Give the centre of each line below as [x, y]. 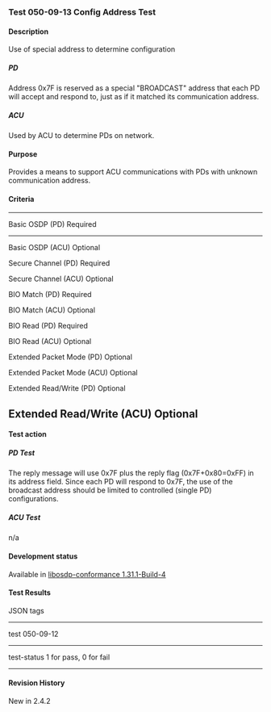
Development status [43, 556]
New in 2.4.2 [29, 701]
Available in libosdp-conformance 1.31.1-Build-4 [88, 574]
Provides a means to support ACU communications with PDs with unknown [133, 172]
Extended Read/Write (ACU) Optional [103, 414]
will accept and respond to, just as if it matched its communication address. [134, 97]
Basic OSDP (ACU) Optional [54, 248]
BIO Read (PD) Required [48, 326]
